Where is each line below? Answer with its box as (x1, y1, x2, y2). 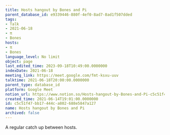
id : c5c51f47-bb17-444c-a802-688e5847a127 (5, 101, 96, 106)
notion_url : (5, 92, 30, 97)
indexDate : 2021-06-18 (5, 69, 53, 74)
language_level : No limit (5, 54, 60, 59)
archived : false (5, 110, 39, 116)
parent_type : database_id (5, 82, 60, 87)
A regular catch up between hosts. (5, 124, 77, 130)
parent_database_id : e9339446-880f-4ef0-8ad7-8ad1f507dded (5, 12, 133, 17)
